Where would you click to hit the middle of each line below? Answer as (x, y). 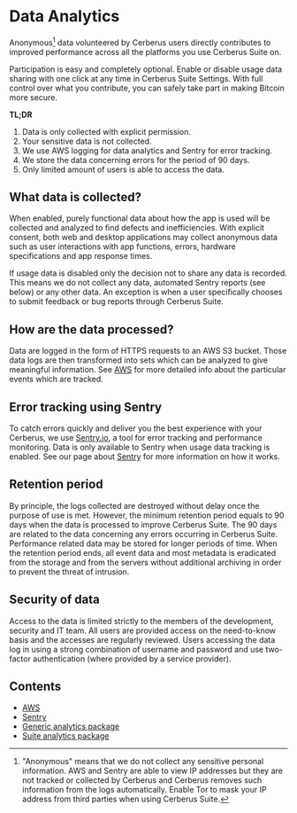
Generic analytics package (71, 727)
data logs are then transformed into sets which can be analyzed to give (138, 360)
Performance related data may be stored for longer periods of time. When (144, 543)
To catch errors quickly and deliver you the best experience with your (136, 428)
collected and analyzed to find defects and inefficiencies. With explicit (137, 228)
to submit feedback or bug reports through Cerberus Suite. (116, 301)
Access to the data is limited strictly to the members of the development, (141, 621)
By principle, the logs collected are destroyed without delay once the (134, 505)
